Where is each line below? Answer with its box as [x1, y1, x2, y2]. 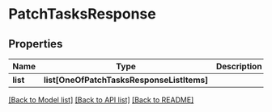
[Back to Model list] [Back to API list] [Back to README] [8, 95, 194, 105]
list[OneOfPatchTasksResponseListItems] [43, 74, 209, 85]
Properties [8, 37, 63, 51]
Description [215, 61, 262, 72]
